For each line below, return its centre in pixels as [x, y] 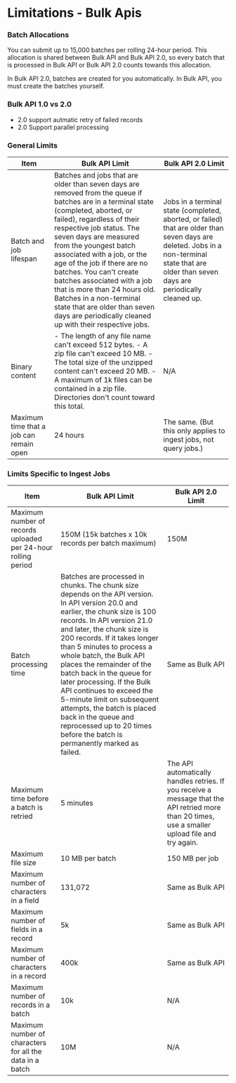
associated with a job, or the [100, 254]
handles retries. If [196, 781]
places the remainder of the [106, 664]
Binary [22, 367]
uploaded [26, 539]
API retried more [194, 808]
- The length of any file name [102, 336]
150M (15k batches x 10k [104, 534]
